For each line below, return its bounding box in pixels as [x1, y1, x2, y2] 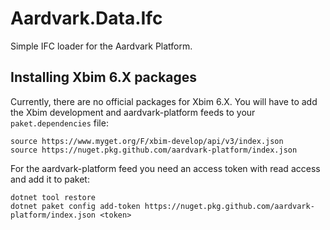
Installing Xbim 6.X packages [10, 69, 198, 86]
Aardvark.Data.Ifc [10, 7, 163, 30]
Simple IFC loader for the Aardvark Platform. [10, 40, 193, 52]
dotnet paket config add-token [10, 201, 141, 211]
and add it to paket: [10, 173, 90, 185]
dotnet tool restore [10, 192, 97, 202]
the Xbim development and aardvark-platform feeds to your [10, 106, 256, 118]
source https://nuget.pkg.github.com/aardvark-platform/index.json [10, 145, 298, 155]
